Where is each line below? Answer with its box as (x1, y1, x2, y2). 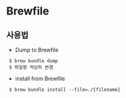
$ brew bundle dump (8, 58, 59, 64)
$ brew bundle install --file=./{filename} (8, 87, 121, 93)
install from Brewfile (15, 75, 65, 82)
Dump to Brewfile (15, 47, 59, 53)
